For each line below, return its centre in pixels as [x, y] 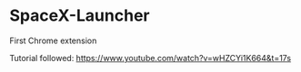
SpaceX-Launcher [80, 16]
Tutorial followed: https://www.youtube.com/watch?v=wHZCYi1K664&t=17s [150, 58]
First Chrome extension [53, 40]
